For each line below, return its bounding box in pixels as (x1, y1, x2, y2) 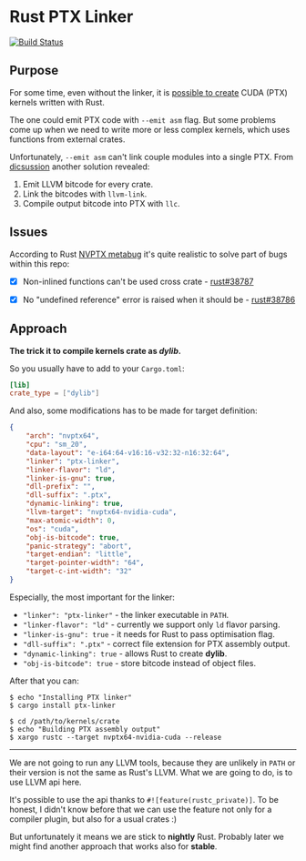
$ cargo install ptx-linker (9, 701, 117, 710)
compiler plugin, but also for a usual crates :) (9, 813, 178, 825)
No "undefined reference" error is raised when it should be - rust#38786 (22, 294, 296, 305)
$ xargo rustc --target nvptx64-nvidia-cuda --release (9, 733, 222, 742)
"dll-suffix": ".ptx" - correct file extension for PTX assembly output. (22, 638, 291, 649)
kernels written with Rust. (9, 96, 105, 107)
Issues (9, 225, 48, 240)
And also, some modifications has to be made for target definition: (9, 405, 258, 416)
